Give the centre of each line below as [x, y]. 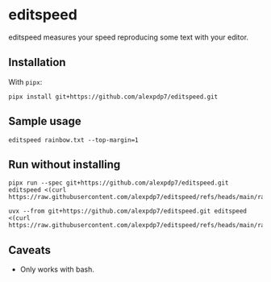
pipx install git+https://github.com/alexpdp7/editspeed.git [113, 97]
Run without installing [65, 164]
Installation [37, 62]
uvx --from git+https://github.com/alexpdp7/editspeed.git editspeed [128, 211]
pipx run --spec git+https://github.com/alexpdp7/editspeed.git [119, 183]
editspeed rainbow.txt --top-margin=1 [73, 140]
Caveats [29, 250]
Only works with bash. [57, 270]
